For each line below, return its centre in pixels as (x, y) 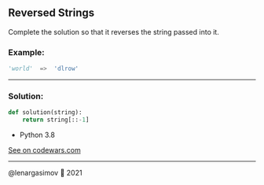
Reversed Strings (51, 13)
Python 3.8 (37, 135)
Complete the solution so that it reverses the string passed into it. (114, 31)
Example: (26, 52)
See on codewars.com (44, 150)
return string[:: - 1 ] (56, 120)
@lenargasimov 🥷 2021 (45, 173)
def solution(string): (45, 113)
